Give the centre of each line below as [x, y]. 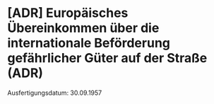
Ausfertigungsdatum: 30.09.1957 [55, 93]
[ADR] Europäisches [68, 13]
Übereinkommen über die [83, 28]
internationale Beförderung [89, 43]
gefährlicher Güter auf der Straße [107, 58]
